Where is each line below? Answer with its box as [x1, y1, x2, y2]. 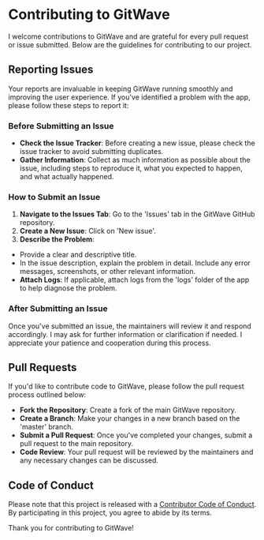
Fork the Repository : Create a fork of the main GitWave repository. [19, 405, 236, 415]
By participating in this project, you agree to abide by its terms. [8, 508, 213, 518]
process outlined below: [8, 390, 87, 399]
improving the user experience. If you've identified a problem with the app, [8, 92, 251, 102]
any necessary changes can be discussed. [19, 456, 159, 465]
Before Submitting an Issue [8, 120, 114, 131]
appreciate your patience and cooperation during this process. [8, 338, 211, 347]
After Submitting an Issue [8, 303, 108, 314]
